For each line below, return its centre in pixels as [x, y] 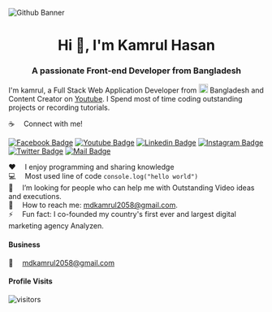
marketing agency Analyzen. [56, 226]
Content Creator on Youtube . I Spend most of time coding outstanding [125, 99]
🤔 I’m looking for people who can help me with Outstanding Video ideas [132, 188]
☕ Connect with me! [45, 124]
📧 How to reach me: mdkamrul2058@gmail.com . [93, 205]
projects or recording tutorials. [59, 108]
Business [24, 245]
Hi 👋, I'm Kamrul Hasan [136, 45]
